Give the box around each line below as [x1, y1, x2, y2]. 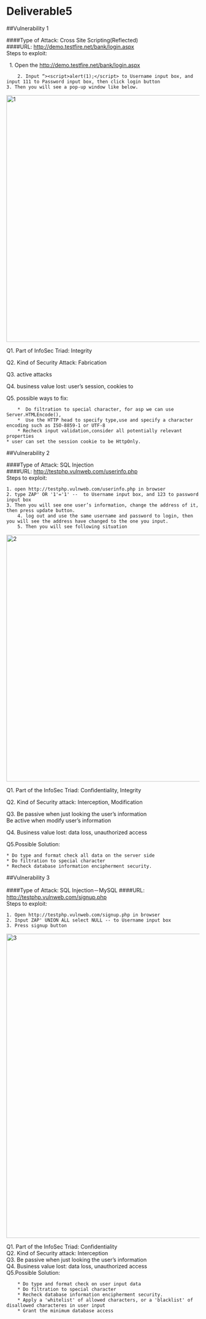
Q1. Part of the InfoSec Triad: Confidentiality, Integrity [6, 786, 142, 793]
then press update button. [6, 507, 75, 513]
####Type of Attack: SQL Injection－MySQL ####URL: [6, 886, 145, 893]
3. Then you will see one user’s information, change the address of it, [6, 502, 199, 508]
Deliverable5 [6, 4, 72, 18]
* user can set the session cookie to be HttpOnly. [6, 438, 141, 445]
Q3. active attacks [6, 370, 52, 378]
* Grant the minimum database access [17, 1307, 114, 1313]
